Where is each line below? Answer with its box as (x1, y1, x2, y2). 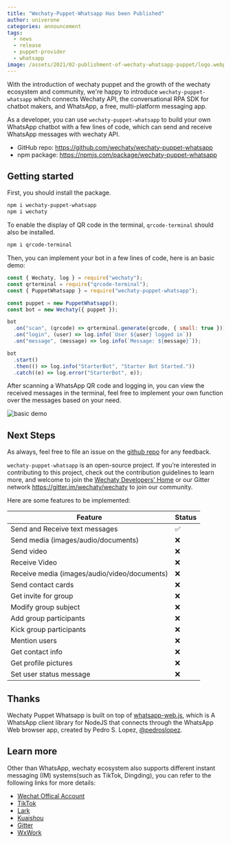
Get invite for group (10, 591, 74, 601)
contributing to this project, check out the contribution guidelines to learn (7, 468, 214, 477)
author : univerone (7, 17, 60, 23)
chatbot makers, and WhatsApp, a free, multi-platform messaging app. (7, 102, 208, 110)
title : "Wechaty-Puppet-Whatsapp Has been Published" (7, 10, 165, 17)
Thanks (7, 692, 41, 705)
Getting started (7, 171, 74, 182)
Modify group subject (10, 602, 80, 612)
